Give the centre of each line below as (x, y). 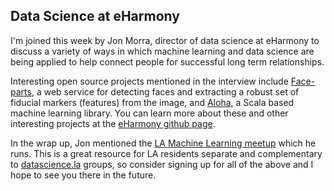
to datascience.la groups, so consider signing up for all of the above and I (162, 164)
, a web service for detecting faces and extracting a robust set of (165, 91)
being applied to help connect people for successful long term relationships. (167, 61)
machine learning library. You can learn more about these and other (149, 113)
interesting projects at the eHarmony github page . (113, 123)
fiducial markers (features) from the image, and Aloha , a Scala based (152, 102)
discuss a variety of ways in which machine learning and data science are (162, 51)
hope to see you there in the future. (83, 175)
